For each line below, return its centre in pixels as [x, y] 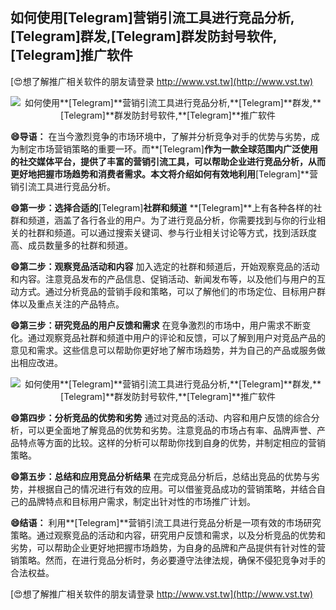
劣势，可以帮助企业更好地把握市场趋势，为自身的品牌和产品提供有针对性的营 [168, 547]
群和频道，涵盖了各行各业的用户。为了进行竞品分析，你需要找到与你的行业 [163, 220]
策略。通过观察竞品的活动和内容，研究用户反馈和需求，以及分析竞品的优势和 [168, 535]
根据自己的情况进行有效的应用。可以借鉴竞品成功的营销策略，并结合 [176, 489]
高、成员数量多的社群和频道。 [71, 245]
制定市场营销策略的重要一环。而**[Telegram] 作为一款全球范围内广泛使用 [168, 149]
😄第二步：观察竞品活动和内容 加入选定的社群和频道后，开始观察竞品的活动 [165, 266]
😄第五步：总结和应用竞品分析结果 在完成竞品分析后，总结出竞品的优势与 [161, 476]
